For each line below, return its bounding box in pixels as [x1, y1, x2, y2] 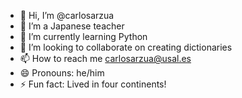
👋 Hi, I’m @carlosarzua [19, 10, 115, 21]
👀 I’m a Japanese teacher [19, 20, 125, 32]
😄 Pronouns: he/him [19, 67, 105, 79]
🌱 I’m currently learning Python [19, 31, 148, 42]
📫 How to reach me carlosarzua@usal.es [19, 53, 192, 64]
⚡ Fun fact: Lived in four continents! [19, 78, 167, 90]
